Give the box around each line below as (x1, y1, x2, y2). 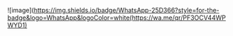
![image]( (7, 6, 34, 14)
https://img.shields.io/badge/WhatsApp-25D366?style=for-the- (33, 6, 220, 14)
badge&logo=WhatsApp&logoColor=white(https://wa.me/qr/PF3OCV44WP (7, 13, 226, 22)
